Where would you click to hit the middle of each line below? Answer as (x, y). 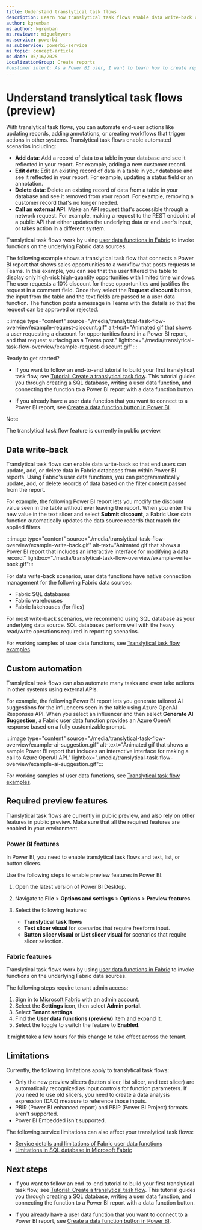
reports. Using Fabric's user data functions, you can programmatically (93, 477)
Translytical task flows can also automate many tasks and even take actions (100, 683)
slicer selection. (43, 941)
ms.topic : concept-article (40, 51)
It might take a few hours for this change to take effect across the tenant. (96, 1037)
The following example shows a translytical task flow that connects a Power (100, 258)
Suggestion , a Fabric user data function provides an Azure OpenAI (89, 720)
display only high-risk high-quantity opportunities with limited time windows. (101, 277)
